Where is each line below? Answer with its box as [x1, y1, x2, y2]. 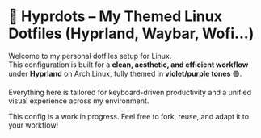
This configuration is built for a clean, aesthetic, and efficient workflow [8, 60, 249, 69]
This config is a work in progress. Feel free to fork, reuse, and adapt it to [8, 111, 249, 121]
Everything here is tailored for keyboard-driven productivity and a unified [8, 87, 252, 97]
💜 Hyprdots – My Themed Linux [8, 7, 222, 26]
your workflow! [8, 120, 59, 130]
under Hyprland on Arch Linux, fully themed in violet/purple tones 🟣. [8, 69, 242, 78]
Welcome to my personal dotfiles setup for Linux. [8, 51, 172, 61]
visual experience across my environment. [8, 96, 149, 106]
